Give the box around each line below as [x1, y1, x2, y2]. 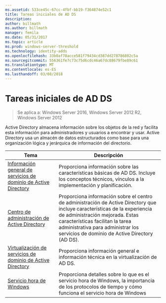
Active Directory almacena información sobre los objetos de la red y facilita [5, 124, 158, 130]
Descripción [93, 151, 124, 158]
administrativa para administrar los [58, 224, 139, 231]
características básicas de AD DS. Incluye [58, 169, 156, 176]
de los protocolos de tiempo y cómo [58, 283, 142, 290]
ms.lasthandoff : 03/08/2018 [5, 72, 63, 77]
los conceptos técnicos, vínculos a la [58, 175, 144, 182]
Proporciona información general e [58, 247, 139, 254]
